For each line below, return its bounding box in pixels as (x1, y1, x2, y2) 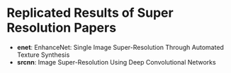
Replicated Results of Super (6, 5, 174, 21)
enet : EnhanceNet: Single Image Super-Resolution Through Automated (16, 43, 225, 51)
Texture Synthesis (16, 51, 70, 59)
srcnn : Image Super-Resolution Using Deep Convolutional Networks (16, 58, 217, 66)
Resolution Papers (6, 20, 117, 36)
